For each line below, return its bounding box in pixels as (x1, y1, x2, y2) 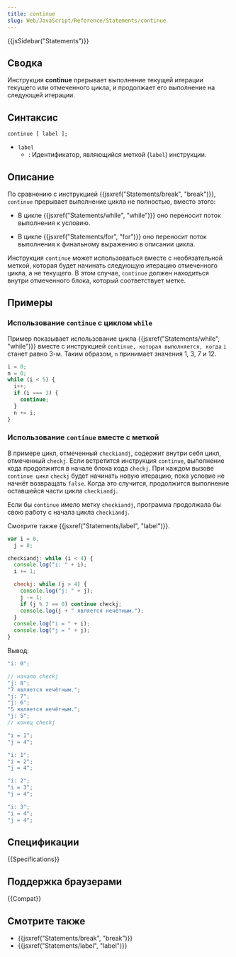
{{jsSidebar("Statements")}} (7, 36, 89, 45)
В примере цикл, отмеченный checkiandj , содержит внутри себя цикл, (7, 449, 222, 457)
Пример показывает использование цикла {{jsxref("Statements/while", (7, 334, 220, 343)
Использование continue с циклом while (7, 318, 152, 328)
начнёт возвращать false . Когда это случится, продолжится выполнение (7, 478, 230, 487)
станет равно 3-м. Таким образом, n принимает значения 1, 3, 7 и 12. (7, 349, 217, 358)
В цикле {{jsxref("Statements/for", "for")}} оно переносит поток (17, 232, 207, 241)
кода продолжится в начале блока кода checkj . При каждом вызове (7, 464, 214, 472)
